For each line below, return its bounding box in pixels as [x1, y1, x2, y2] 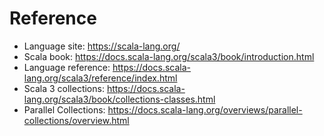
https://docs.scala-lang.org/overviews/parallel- [107, 103, 303, 116]
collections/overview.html [23, 114, 130, 126]
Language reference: [23, 61, 111, 73]
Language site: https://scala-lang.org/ [23, 40, 181, 52]
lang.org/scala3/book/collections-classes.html [23, 93, 216, 105]
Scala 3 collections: [23, 82, 105, 94]
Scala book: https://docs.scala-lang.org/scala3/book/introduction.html [23, 50, 315, 62]
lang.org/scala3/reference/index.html [23, 72, 178, 84]
